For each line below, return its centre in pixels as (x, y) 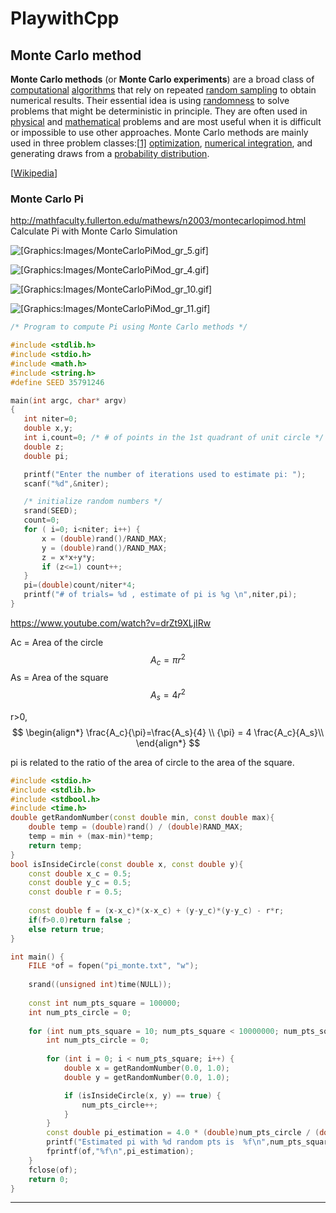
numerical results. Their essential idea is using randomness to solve (150, 100)
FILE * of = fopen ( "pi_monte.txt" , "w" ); (113, 966)
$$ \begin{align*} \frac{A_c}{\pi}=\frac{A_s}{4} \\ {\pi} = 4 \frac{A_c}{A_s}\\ (168, 732)
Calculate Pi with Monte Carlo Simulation (94, 231)
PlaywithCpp (65, 18)
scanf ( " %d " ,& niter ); (66, 483)
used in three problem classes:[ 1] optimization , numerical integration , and (161, 143)
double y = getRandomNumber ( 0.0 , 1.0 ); (146, 1077)
